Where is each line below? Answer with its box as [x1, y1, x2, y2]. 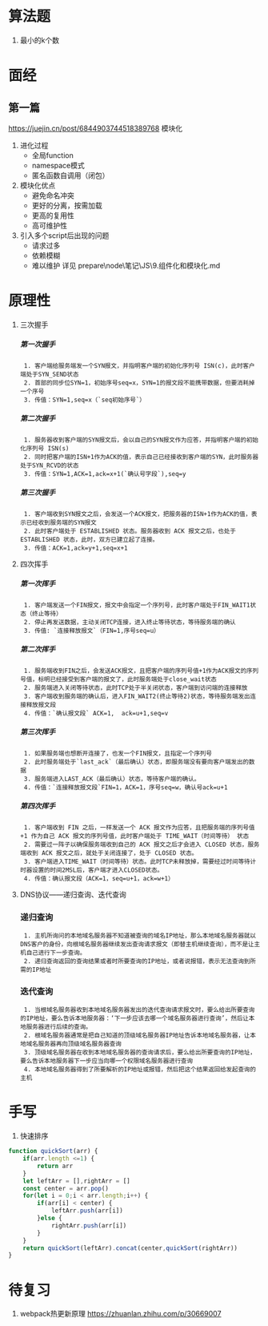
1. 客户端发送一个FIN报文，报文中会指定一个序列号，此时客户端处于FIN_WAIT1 [23, 601, 250, 609]
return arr [37, 1162, 74, 1170]
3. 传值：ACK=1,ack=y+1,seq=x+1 [23, 544, 128, 552]
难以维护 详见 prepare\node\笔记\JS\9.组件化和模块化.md [31, 260, 221, 270]
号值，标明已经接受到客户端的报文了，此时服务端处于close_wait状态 [19, 675, 218, 683]
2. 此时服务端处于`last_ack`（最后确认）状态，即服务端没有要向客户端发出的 [23, 758, 250, 766]
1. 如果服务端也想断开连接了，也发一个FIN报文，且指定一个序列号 [23, 749, 212, 757]
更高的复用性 [31, 210, 74, 220]
